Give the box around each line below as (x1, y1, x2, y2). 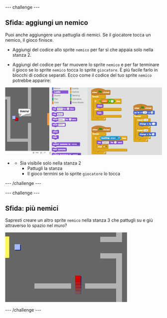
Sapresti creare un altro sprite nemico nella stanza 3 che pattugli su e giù (5, 217, 153, 223)
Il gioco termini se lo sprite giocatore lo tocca (27, 170, 120, 176)
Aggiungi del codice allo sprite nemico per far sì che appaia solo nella (12, 47, 154, 53)
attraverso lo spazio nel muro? (5, 223, 67, 229)
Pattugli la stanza (27, 165, 63, 171)
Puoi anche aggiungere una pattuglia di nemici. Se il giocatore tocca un (5, 32, 151, 38)
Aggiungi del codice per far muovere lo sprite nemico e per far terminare (12, 62, 160, 68)
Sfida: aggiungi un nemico (5, 18, 88, 27)
